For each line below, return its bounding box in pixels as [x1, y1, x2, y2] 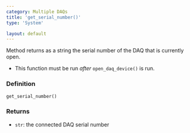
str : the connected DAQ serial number [14, 120, 110, 128]
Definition [6, 80, 36, 88]
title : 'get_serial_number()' [6, 14, 82, 20]
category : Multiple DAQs [6, 8, 68, 15]
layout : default [6, 30, 46, 36]
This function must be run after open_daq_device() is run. [14, 65, 155, 72]
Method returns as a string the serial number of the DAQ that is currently [6, 47, 184, 54]
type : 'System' [6, 20, 44, 26]
